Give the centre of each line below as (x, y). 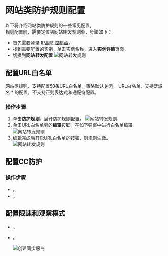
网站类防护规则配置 (45, 10)
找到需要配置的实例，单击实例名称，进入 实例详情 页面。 (70, 49)
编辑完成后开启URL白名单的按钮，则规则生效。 (61, 138)
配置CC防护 (24, 162)
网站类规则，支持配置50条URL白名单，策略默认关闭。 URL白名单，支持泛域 (84, 86)
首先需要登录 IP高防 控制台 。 (43, 42)
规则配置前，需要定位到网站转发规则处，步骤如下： (59, 31)
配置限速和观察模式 (35, 214)
